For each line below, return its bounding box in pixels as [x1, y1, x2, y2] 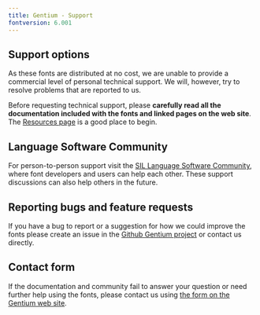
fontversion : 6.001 [8, 19, 72, 27]
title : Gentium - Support [8, 11, 93, 20]
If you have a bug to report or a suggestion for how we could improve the [8, 221, 246, 230]
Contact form [8, 261, 76, 274]
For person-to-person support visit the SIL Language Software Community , [8, 161, 252, 170]
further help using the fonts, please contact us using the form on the [8, 290, 230, 299]
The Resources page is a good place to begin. [8, 117, 158, 126]
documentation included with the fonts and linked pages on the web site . [8, 109, 252, 119]
